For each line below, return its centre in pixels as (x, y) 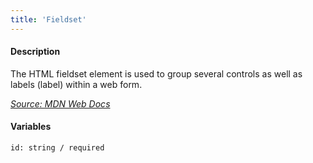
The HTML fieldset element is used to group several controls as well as (156, 73)
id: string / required (57, 148)
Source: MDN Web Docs (60, 103)
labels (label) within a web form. (76, 84)
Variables (31, 127)
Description (35, 52)
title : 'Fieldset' (48, 19)
